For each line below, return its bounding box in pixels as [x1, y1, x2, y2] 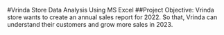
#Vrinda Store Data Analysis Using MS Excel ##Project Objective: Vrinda [7, 6, 215, 14]
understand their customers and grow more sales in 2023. [7, 21, 173, 28]
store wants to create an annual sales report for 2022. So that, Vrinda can [7, 13, 218, 21]
